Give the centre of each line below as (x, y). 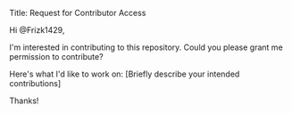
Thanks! (24, 101)
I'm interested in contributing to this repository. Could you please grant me (146, 47)
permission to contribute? (57, 56)
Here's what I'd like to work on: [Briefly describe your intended (125, 74)
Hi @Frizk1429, (37, 30)
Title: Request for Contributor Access (78, 13)
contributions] (35, 83)
